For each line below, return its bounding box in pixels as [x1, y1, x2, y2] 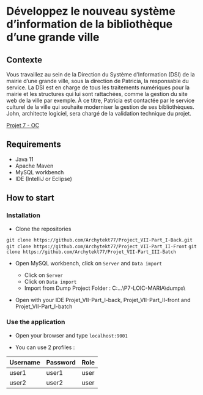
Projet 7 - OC [6, 122, 40, 129]
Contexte [6, 54, 43, 65]
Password [46, 358, 76, 366]
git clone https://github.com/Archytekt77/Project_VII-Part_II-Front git [6, 243, 197, 249]
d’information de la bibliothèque [6, 17, 173, 31]
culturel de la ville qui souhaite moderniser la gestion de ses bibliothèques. [6, 103, 194, 111]
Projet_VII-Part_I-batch [15, 303, 73, 310]
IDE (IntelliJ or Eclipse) [15, 175, 72, 182]
